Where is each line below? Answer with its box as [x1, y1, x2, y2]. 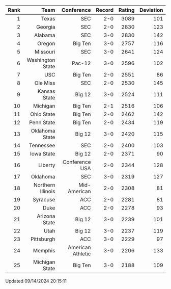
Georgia [36, 23, 55, 30]
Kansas [37, 88, 55, 95]
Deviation [139, 7, 163, 13]
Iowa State [30, 150, 55, 157]
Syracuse [32, 196, 55, 203]
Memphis [33, 247, 55, 254]
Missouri [35, 48, 55, 55]
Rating [119, 7, 135, 13]
